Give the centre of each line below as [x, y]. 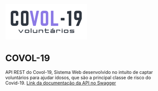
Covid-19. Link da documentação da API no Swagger [61, 83]
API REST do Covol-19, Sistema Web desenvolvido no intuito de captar [79, 72]
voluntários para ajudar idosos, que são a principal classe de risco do [78, 77]
